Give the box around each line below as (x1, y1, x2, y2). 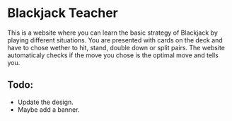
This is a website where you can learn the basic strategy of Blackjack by (7, 28, 218, 37)
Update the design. (17, 98, 74, 106)
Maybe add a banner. (17, 105, 80, 114)
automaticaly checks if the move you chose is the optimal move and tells (7, 51, 219, 59)
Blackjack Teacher (7, 5, 118, 21)
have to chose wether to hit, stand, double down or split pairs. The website (7, 43, 225, 52)
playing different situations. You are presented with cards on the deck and (7, 35, 223, 44)
